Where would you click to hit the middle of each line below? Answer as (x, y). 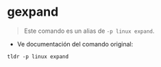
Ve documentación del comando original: (75, 44)
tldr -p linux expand (38, 56)
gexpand (33, 12)
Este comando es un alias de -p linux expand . (89, 31)
